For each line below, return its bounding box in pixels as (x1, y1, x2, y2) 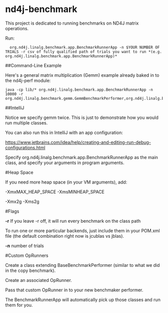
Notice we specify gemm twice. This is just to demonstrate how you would (5, 114, 159, 120)
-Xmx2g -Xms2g (5, 198, 39, 204)
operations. (5, 25, 29, 31)
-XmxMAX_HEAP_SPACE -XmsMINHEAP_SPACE (5, 189, 105, 195)
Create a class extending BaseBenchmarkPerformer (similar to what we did (5, 262, 160, 268)
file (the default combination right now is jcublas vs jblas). (5, 233, 124, 239)
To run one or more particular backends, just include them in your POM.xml (5, 227, 160, 234)
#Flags (5, 208, 19, 214)
